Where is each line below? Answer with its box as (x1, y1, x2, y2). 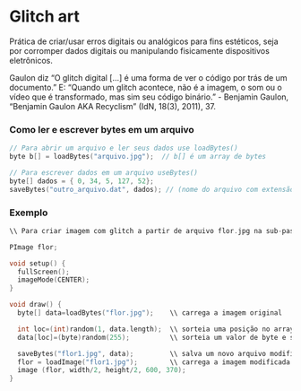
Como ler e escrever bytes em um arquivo (9, 123, 194, 135)
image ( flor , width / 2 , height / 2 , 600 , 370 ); (17, 366, 186, 375)
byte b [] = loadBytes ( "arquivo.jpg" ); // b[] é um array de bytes (9, 152, 267, 161)
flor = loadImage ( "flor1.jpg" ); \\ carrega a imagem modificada (17, 357, 291, 367)
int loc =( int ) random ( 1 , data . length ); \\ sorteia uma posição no (17, 325, 271, 334)
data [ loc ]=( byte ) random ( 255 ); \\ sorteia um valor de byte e (17, 333, 287, 342)
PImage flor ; (9, 242, 58, 252)
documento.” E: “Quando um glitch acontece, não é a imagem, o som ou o (9, 82, 282, 92)
